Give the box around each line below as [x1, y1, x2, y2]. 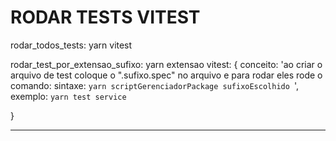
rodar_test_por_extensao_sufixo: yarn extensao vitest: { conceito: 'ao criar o [10, 58, 323, 70]
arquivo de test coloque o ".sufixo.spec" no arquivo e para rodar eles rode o [10, 69, 323, 81]
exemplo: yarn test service [10, 90, 127, 102]
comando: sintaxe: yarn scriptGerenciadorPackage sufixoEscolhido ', [10, 79, 300, 91]
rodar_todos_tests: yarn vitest [10, 39, 133, 51]
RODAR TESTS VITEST [10, 6, 201, 29]
